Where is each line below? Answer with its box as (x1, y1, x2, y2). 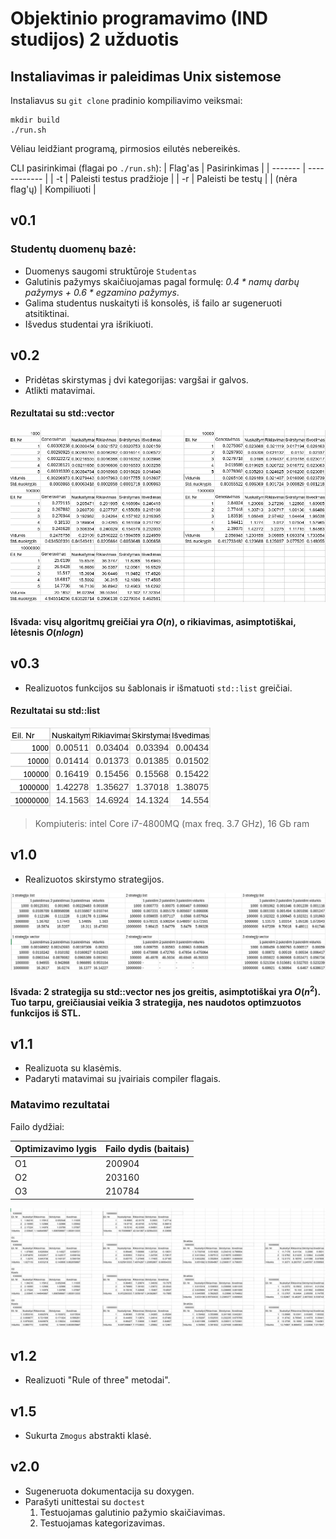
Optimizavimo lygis (14, 1143, 97, 1155)
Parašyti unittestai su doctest (24, 1495, 146, 1507)
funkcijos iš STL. (10, 1007, 82, 1019)
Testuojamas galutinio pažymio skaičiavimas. (39, 1506, 226, 1518)
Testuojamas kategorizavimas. (39, 1517, 166, 1529)
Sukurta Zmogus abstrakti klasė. (24, 1430, 152, 1442)
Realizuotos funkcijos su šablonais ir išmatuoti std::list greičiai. (24, 682, 293, 694)
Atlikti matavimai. (24, 384, 96, 396)
